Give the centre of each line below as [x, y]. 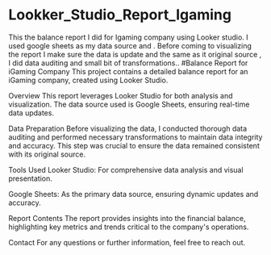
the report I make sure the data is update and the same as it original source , [135, 54]
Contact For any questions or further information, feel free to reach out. [127, 242]
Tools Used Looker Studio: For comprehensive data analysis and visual [126, 169]
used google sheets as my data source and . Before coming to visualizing [130, 45]
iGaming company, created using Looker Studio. [88, 80]
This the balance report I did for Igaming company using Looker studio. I [128, 37]
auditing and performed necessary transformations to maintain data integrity [135, 137]
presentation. [30, 178]
